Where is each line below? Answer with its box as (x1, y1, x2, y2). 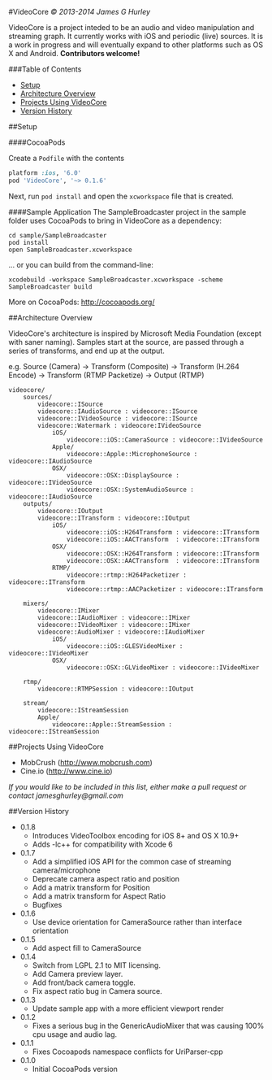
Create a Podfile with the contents (8, 154, 124, 163)
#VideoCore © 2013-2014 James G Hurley (8, 7, 151, 16)
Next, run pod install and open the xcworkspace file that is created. (8, 191, 234, 201)
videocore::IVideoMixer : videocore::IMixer (37, 621, 191, 629)
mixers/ (23, 599, 49, 607)
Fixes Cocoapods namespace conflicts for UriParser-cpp (32, 1047, 223, 1056)
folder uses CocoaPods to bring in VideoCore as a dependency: (8, 216, 222, 225)
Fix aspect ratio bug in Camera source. (32, 986, 162, 995)
